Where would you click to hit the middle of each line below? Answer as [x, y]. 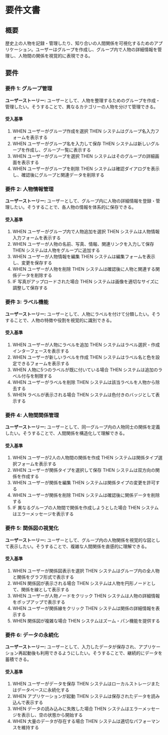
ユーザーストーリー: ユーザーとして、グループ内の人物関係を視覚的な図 [78, 540]
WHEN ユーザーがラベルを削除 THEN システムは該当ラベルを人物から [84, 382]
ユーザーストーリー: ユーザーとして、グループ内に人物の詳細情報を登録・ [80, 201]
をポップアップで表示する [39, 602]
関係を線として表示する [45, 589]
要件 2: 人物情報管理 [29, 189]
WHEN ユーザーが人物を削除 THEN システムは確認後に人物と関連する [84, 269]
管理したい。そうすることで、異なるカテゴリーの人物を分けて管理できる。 [82, 107]
